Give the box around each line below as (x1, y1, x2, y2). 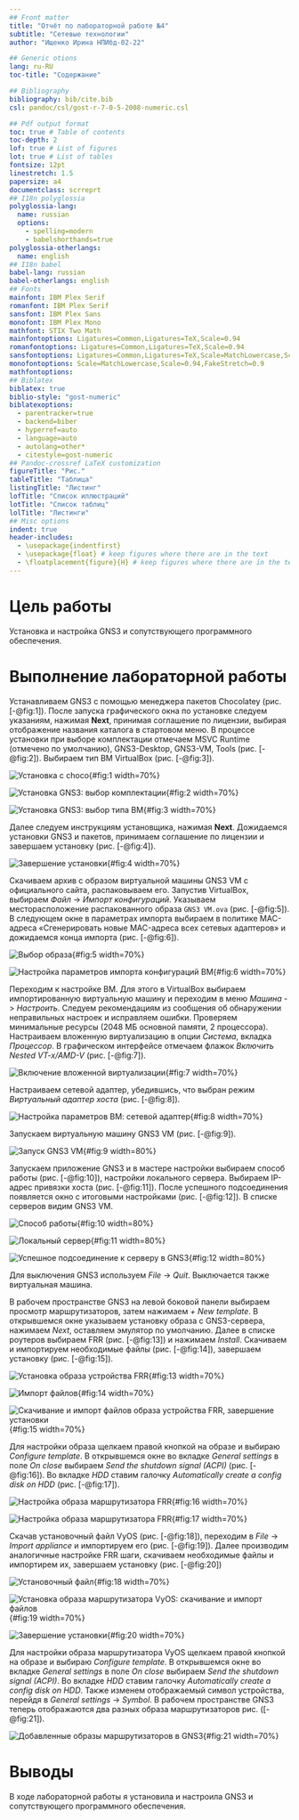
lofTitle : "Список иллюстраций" (9, 492, 129, 500)
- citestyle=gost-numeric (17, 451, 114, 459)
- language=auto (17, 434, 77, 443)
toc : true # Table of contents (9, 127, 125, 136)
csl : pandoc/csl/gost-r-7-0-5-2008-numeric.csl (9, 103, 190, 112)
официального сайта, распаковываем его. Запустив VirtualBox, (9, 884, 249, 895)
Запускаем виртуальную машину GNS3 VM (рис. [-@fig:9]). (9, 1128, 237, 1139)
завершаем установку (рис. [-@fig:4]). (9, 841, 157, 851)
